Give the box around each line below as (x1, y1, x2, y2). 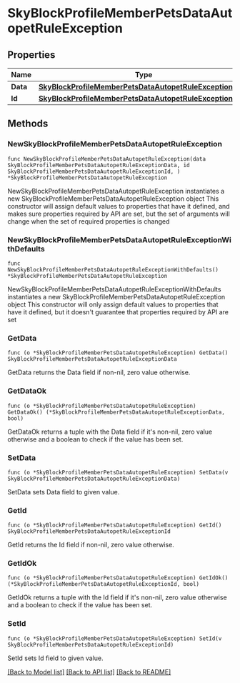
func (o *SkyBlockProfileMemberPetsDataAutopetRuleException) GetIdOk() (7, 574, 229, 582)
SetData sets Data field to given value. (7, 487, 120, 496)
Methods (7, 118, 49, 130)
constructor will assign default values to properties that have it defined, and (7, 201, 230, 210)
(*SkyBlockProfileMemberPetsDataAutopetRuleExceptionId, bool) (7, 581, 200, 588)
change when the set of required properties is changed (7, 216, 170, 226)
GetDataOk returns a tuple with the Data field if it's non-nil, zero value (7, 427, 213, 436)
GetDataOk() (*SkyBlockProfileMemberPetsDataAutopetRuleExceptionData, (7, 409, 225, 416)
